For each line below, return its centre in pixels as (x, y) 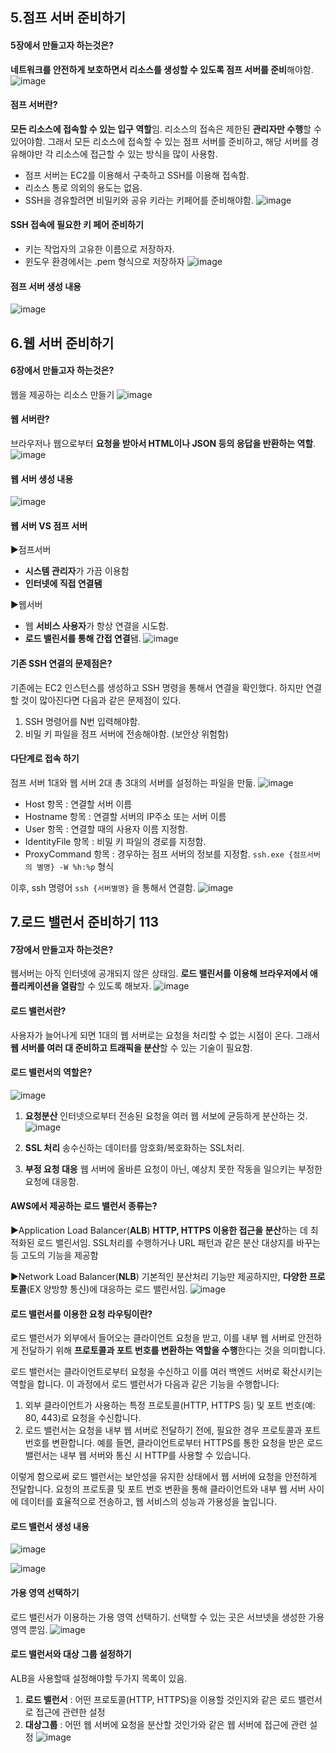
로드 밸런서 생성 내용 (50, 1526)
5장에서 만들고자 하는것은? (62, 45)
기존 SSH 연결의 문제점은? (61, 663)
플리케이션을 (35, 986)
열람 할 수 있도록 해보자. (106, 986)
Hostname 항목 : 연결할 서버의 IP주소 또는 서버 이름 (125, 816)
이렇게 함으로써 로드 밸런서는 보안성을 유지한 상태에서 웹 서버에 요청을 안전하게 (164, 1477)
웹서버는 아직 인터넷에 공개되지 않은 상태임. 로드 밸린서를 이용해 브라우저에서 (159, 974)
